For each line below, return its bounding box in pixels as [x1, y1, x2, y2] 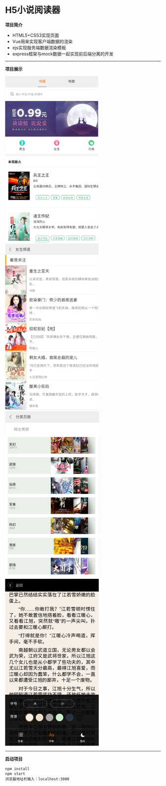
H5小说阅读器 [5, 4, 61, 16]
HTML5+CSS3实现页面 [12, 32, 59, 38]
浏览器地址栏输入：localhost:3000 [5, 777, 70, 782]
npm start [5, 771, 26, 776]
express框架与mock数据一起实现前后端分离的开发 [12, 50, 114, 57]
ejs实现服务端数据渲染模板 [12, 44, 66, 50]
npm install [5, 766, 30, 771]
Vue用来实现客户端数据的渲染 [12, 38, 73, 44]
